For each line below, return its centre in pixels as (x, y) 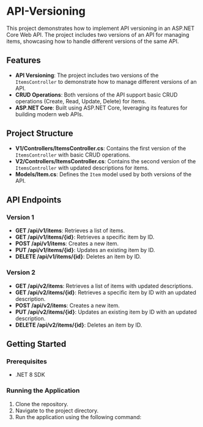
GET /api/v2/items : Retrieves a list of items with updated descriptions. (104, 286)
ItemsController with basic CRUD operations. (73, 155)
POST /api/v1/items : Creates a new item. (67, 243)
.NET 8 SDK (30, 375)
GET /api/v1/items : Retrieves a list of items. (70, 231)
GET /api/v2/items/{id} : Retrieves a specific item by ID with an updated (106, 292)
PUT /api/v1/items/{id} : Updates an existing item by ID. (85, 250)
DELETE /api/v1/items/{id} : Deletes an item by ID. (78, 257)
